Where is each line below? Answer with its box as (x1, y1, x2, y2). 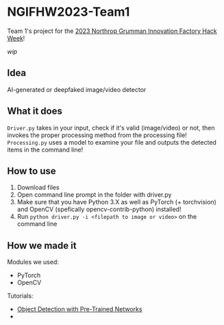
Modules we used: (7, 258, 60, 266)
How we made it (7, 239, 77, 251)
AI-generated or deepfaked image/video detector (7, 85, 147, 93)
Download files (16, 183, 60, 192)
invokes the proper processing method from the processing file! (7, 131, 187, 139)
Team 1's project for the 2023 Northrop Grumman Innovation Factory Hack (7, 27, 217, 35)
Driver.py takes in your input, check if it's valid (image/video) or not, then (7, 123, 215, 132)
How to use (7, 165, 56, 177)
